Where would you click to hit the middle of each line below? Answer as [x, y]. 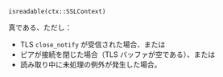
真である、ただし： [40, 27]
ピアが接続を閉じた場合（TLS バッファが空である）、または [118, 55]
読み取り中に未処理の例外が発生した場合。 [91, 65]
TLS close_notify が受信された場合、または [93, 45]
